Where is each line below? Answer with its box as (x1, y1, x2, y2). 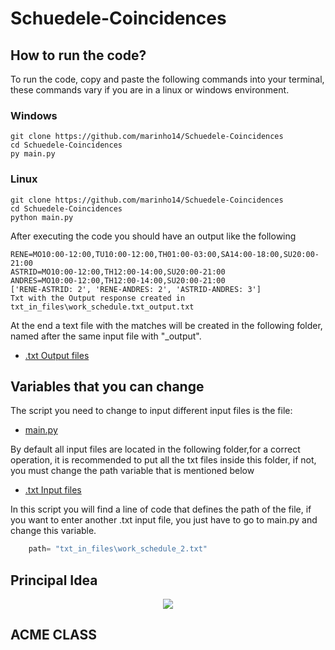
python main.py (10, 212, 74, 222)
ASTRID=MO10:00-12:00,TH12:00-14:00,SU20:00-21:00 (10, 267, 226, 277)
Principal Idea (10, 572, 98, 589)
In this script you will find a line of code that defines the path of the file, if (10, 503, 312, 516)
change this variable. (10, 525, 97, 537)
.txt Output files (24, 349, 90, 361)
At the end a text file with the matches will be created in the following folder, (10, 319, 323, 331)
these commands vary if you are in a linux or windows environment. (10, 84, 290, 96)
